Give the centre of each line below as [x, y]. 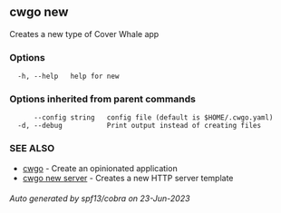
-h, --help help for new [68, 77]
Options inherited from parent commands [103, 99]
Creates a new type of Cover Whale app [84, 34]
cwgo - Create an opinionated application [100, 168]
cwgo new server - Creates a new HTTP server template [128, 178]
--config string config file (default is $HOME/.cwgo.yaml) [153, 118]
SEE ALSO [32, 149]
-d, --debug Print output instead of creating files [139, 126]
